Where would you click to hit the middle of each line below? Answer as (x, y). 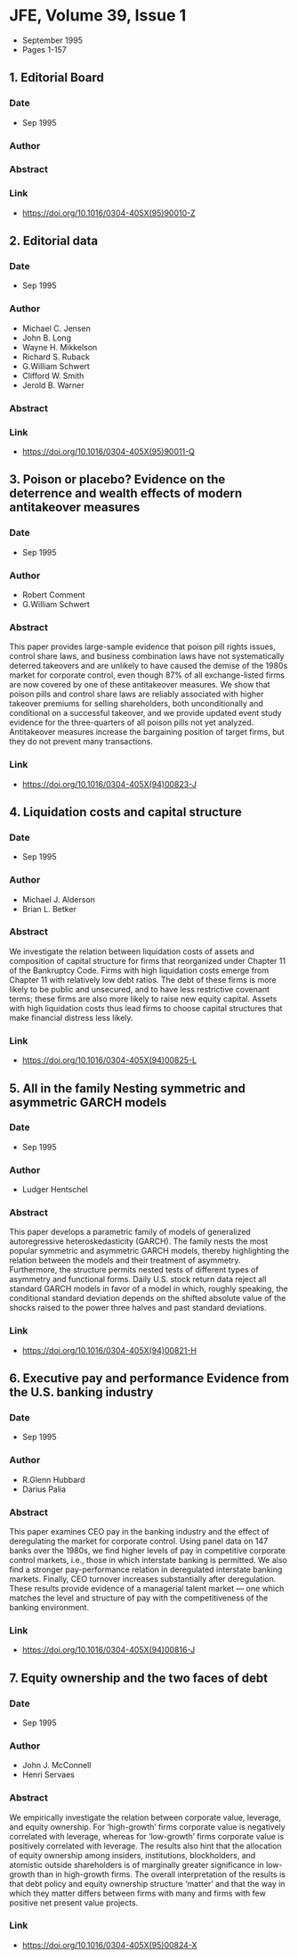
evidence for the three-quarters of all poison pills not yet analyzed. (132, 722)
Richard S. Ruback (56, 357)
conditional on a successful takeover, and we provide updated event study (145, 713)
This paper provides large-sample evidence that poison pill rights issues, (142, 646)
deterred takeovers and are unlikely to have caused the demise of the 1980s (149, 666)
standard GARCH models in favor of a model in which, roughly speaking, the (149, 1288)
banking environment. (49, 1607)
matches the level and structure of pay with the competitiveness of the (139, 1598)
